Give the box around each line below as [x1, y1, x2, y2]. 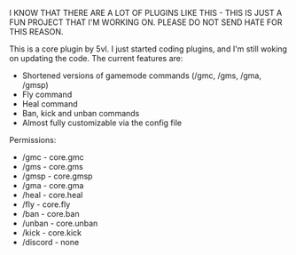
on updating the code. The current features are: [9, 53, 183, 63]
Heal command [21, 99, 78, 109]
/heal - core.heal [21, 190, 83, 200]
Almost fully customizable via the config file [21, 117, 183, 128]
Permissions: [9, 135, 57, 145]
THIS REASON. [9, 27, 64, 36]
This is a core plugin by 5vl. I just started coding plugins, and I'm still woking [9, 44, 288, 54]
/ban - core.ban [21, 209, 80, 219]
